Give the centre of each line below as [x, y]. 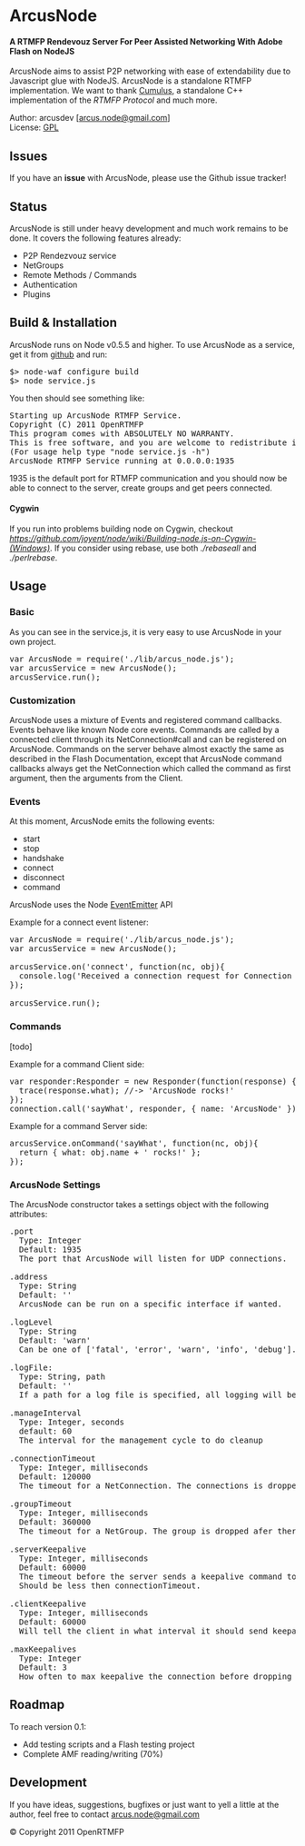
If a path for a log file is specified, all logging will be [157, 1394]
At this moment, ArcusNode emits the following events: [112, 821]
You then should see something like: [77, 398]
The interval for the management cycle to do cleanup [141, 1440]
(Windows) [30, 548]
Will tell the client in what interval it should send [143, 1631]
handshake [43, 858]
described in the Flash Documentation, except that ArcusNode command [146, 759]
